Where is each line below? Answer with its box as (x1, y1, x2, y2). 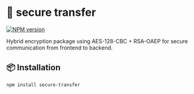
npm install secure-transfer (6, 82, 81, 88)
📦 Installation (6, 62, 61, 73)
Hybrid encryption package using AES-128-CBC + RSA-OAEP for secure (6, 37, 188, 45)
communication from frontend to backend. (6, 44, 113, 51)
